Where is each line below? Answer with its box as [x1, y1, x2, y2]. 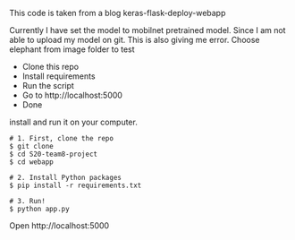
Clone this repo [21, 62, 79, 72]
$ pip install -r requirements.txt [9, 181, 142, 190]
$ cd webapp [9, 158, 54, 167]
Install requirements [21, 71, 96, 81]
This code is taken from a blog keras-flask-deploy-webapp [9, 8, 226, 18]
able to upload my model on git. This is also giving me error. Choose [9, 35, 260, 45]
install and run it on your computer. [9, 116, 139, 127]
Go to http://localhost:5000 [21, 90, 123, 100]
